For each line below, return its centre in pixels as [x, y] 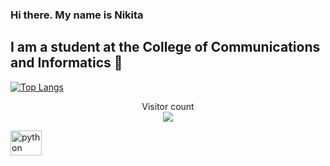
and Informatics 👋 [66, 63]
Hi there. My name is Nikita [77, 15]
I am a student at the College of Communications [165, 47]
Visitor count [168, 106]
